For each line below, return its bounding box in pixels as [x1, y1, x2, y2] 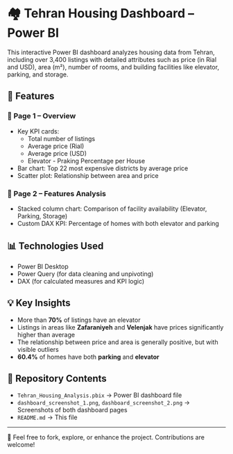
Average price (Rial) [27, 142, 85, 150]
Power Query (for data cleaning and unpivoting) [17, 269, 154, 278]
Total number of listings [27, 134, 96, 143]
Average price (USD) [27, 149, 87, 157]
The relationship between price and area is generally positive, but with [17, 338, 218, 346]
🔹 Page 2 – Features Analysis [7, 188, 106, 198]
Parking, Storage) [17, 211, 68, 220]
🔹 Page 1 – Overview [7, 111, 76, 121]
